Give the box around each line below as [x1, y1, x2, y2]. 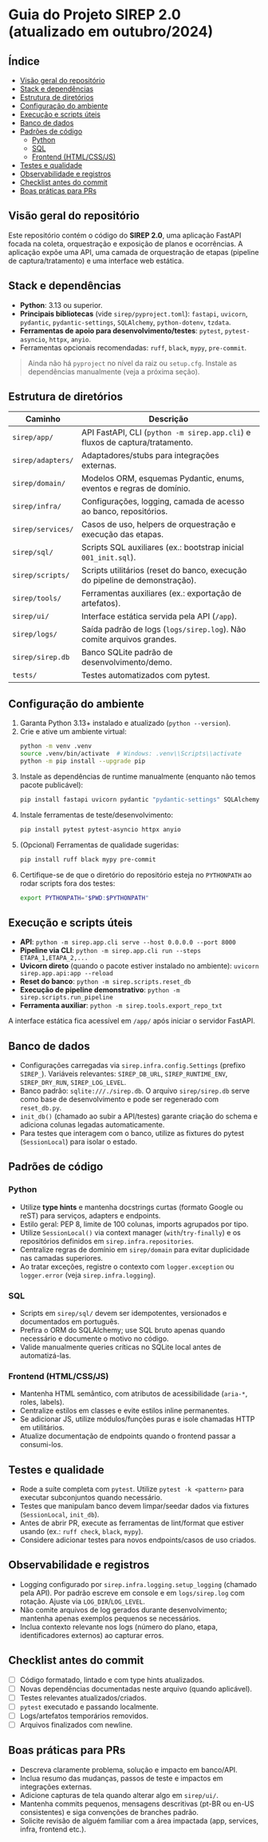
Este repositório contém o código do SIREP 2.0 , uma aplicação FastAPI [8, 230, 242, 240]
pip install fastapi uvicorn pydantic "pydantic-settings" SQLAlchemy [19, 795, 260, 803]
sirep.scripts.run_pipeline [19, 994, 113, 1002]
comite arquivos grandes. [81, 634, 177, 645]
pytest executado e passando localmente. [19, 1701, 159, 1712]
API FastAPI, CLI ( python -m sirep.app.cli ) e [81, 427, 251, 438]
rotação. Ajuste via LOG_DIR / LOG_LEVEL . [19, 1597, 146, 1606]
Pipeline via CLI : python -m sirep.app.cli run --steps [19, 946, 202, 955]
